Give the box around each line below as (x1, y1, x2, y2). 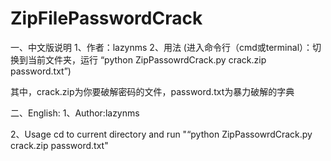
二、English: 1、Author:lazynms (10, 107, 140, 119)
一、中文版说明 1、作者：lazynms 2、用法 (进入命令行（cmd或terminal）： (10, 41, 313, 53)
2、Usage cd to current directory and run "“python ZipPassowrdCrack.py (10, 128, 313, 140)
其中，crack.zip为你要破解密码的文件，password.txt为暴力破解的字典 (10, 85, 295, 97)
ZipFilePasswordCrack (10, 7, 203, 30)
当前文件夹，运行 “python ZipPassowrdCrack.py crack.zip (27, 53, 267, 66)
